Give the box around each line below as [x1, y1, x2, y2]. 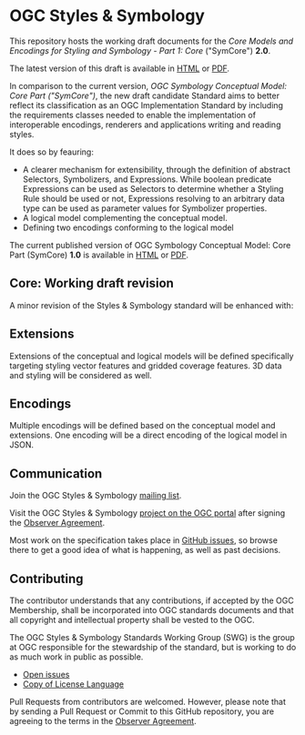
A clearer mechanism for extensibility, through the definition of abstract [22, 164, 291, 175]
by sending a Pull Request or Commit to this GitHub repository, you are [9, 706, 275, 717]
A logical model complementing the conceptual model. [22, 212, 228, 223]
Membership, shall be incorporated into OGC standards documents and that [9, 605, 294, 615]
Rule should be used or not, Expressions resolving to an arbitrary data [22, 193, 285, 204]
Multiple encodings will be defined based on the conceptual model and [9, 420, 276, 431]
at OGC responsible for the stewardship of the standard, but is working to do [9, 642, 297, 652]
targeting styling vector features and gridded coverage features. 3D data [9, 360, 282, 371]
